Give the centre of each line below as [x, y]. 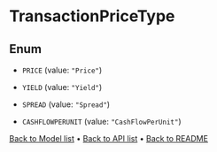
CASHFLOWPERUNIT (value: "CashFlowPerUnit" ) [101, 122]
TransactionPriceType [92, 16]
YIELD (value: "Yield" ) [62, 87]
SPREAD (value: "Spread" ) [66, 104]
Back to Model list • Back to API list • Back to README [108, 138]
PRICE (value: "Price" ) [62, 70]
